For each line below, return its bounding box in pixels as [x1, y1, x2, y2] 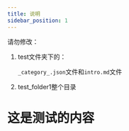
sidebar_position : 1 [7, 17, 69, 24]
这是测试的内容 [7, 110, 95, 126]
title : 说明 [7, 10, 40, 18]
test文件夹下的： [17, 52, 67, 61]
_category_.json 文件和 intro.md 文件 [17, 67, 123, 76]
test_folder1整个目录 [17, 82, 77, 91]
